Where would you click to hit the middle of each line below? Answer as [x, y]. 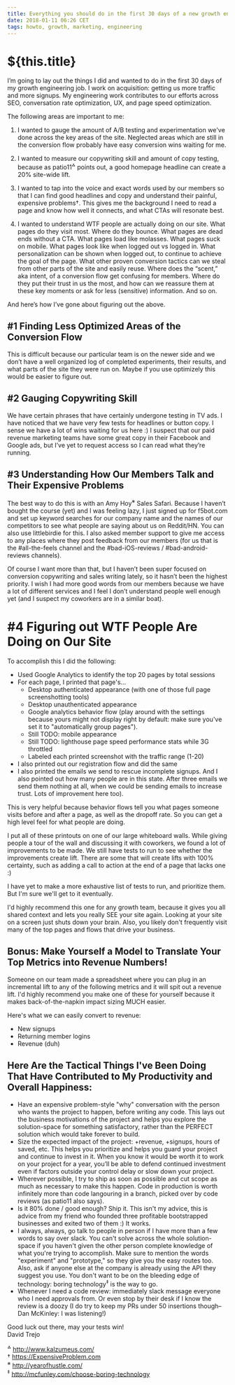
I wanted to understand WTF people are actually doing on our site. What [121, 224]
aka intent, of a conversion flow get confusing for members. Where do [119, 276]
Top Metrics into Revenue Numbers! [87, 963]
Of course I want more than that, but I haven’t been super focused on [107, 569]
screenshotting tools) [58, 697]
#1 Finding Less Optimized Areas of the [94, 326]
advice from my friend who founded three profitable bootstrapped [113, 1216]
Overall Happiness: [50, 1087]
